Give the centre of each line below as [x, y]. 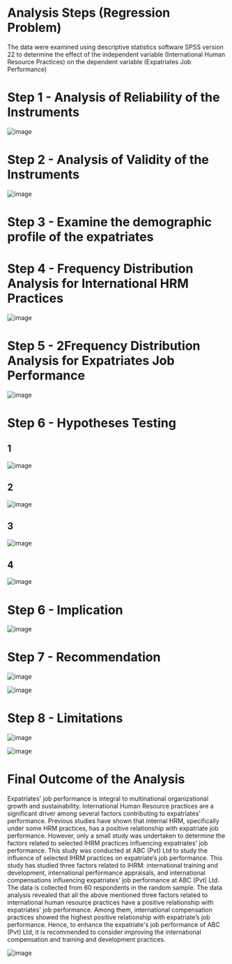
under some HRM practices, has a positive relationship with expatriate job [113, 829]
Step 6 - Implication [65, 610]
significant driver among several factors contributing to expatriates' [104, 813]
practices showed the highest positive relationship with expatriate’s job [109, 917]
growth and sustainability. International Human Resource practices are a [110, 806]
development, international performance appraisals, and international [106, 873]
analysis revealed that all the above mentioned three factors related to [108, 895]
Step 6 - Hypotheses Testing [92, 423]
